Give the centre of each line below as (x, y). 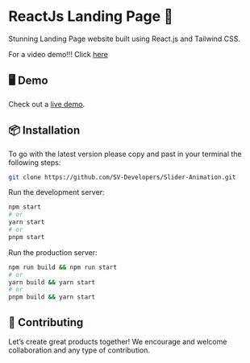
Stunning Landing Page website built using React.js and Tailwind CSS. (124, 39)
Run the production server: (53, 252)
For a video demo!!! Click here (58, 54)
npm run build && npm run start (62, 267)
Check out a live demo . (47, 104)
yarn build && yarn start (52, 282)
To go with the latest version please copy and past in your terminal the (125, 154)
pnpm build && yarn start (52, 297)
